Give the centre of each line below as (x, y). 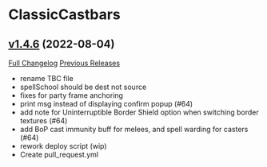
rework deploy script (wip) (63, 146)
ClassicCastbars (65, 15)
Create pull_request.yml (59, 154)
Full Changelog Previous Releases (64, 63)
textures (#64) (44, 120)
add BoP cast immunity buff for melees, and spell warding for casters (134, 129)
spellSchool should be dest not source (83, 87)
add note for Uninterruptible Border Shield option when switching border (139, 112)
